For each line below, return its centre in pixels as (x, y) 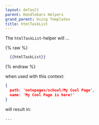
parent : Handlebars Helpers (34, 15)
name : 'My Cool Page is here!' (42, 95)
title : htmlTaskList (27, 24)
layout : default (22, 10)
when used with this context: (35, 76)
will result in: (18, 109)
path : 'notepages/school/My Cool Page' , (52, 90)
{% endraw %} (20, 67)
